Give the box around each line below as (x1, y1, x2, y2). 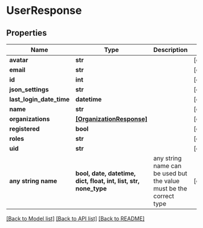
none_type (75, 184, 107, 192)
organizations (9, 115, 50, 123)
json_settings (9, 85, 50, 94)
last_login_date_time (9, 95, 70, 103)
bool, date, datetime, (75, 169, 136, 177)
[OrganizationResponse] (75, 115, 148, 123)
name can (153, 161, 182, 170)
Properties (6, 28, 47, 38)
